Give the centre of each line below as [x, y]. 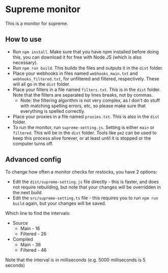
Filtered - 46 [33, 250]
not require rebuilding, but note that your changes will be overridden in [87, 187]
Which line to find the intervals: [38, 213]
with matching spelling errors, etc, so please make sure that [83, 106]
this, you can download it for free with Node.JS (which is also [77, 57]
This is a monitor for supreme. [37, 23]
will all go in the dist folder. [41, 84]
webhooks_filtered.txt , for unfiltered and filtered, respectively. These [86, 79]
